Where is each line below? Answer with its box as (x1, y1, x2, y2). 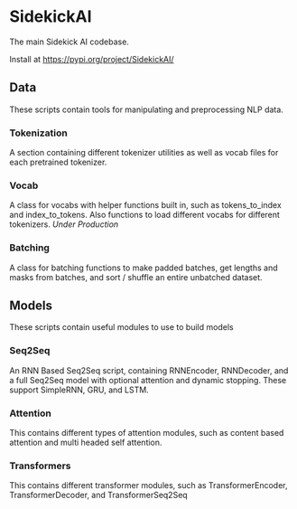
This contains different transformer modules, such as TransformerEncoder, (9, 480, 288, 491)
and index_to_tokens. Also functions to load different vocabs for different (9, 210, 280, 221)
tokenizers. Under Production (9, 219, 119, 230)
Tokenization (9, 127, 68, 139)
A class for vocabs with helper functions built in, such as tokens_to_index (9, 200, 282, 211)
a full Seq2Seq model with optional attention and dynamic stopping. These (9, 374, 287, 385)
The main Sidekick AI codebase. (9, 36, 129, 47)
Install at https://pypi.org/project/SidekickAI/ (9, 53, 174, 64)
